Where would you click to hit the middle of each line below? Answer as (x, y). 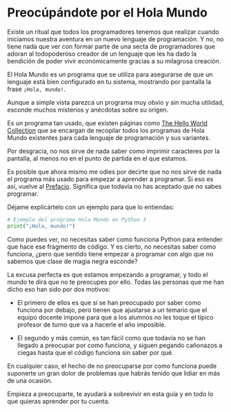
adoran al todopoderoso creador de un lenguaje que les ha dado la (102, 54)
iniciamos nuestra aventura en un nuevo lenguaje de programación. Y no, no (115, 39)
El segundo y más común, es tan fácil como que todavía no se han (111, 338)
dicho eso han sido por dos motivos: (59, 289)
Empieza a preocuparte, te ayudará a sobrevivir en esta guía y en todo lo (110, 393)
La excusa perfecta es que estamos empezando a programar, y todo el (108, 274)
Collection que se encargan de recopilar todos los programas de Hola (106, 130)
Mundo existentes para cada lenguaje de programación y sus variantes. (109, 137)
